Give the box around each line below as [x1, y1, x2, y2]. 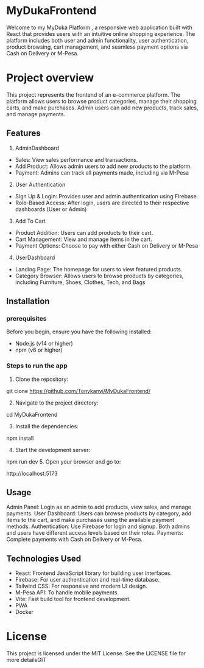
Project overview [6, 71, 94, 85]
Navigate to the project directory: [15, 399, 99, 406]
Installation [6, 296, 50, 307]
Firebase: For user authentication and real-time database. [15, 576, 160, 583]
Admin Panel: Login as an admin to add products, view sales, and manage [6, 503, 192, 511]
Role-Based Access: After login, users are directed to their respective [15, 199, 189, 206]
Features [6, 128, 41, 139]
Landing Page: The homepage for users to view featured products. [15, 265, 183, 273]
